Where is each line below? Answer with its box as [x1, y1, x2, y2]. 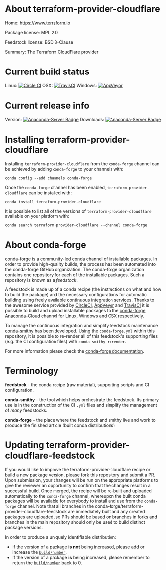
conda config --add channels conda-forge [5, 175, 92, 181]
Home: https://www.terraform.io [5, 20, 71, 26]
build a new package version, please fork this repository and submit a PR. [5, 472, 156, 478]
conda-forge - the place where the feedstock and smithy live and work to [5, 417, 156, 423]
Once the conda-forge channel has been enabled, [5, 184, 106, 190]
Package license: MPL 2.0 [5, 29, 58, 35]
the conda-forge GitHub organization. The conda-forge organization [5, 266, 145, 272]
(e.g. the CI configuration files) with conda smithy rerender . [5, 338, 126, 344]
